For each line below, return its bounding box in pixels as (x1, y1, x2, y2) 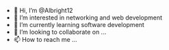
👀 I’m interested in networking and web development (13, 14, 163, 22)
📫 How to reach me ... (13, 36, 77, 43)
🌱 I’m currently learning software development (13, 21, 145, 28)
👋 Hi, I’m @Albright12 (13, 7, 73, 14)
